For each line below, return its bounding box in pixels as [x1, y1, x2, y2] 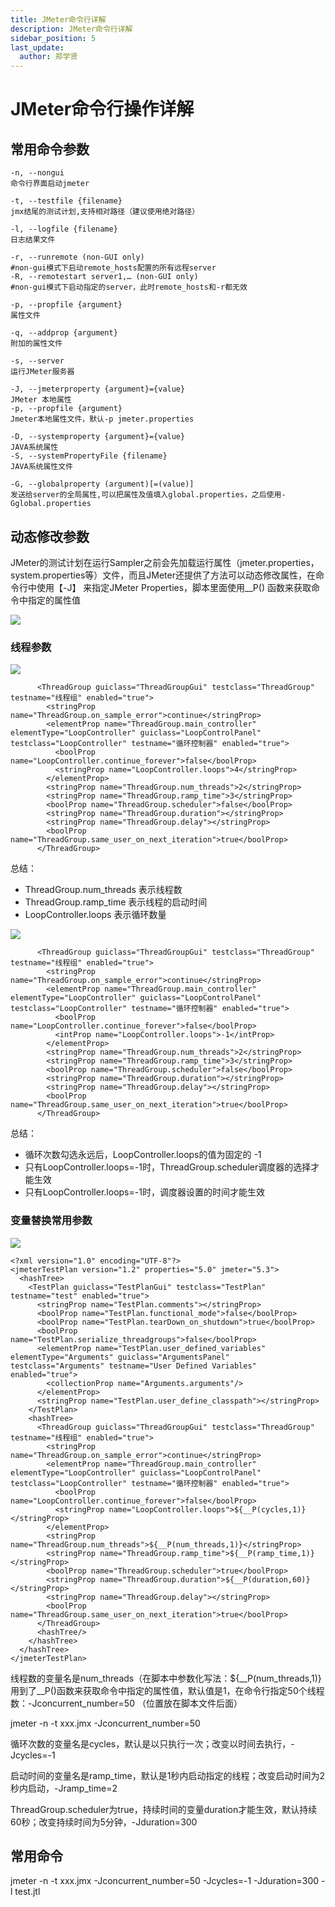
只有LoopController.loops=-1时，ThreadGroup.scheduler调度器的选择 [24, 1161, 312, 1173]
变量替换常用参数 [10, 1214, 93, 1228]
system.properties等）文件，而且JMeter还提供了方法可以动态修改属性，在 [10, 569, 316, 581]
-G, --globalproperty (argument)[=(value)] [10, 479, 195, 490]
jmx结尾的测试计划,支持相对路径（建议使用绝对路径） [10, 207, 200, 217]
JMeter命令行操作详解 [10, 98, 195, 121]
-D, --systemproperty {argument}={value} [10, 432, 186, 442]
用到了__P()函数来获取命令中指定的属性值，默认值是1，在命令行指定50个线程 [10, 1684, 325, 1696]
